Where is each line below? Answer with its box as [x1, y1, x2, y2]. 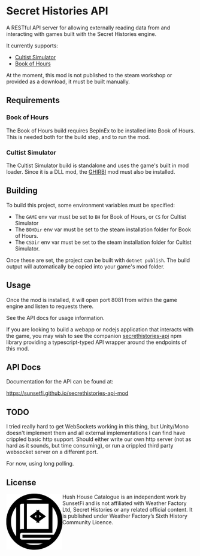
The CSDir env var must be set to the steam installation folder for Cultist [14, 238, 192, 246]
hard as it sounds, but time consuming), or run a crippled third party [6, 442, 174, 449]
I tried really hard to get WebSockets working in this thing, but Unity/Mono [6, 423, 189, 430]
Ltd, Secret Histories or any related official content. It [62, 506, 193, 513]
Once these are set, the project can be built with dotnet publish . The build [6, 256, 190, 264]
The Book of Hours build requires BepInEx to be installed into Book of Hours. [6, 127, 195, 134]
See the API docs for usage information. [6, 314, 105, 321]
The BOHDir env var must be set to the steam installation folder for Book [14, 226, 192, 233]
